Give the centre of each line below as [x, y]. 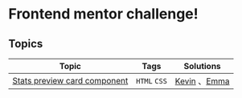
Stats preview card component [70, 81]
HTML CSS [152, 81]
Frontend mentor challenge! [103, 14]
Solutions [202, 66]
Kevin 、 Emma [203, 81]
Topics [26, 44]
